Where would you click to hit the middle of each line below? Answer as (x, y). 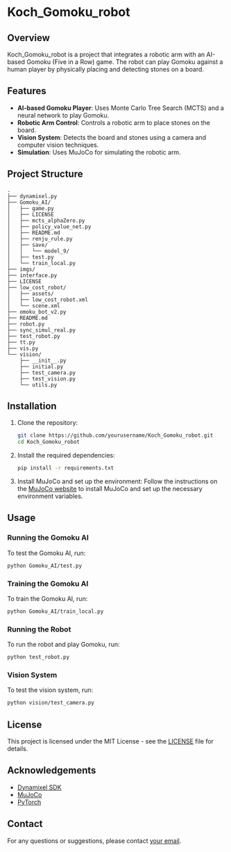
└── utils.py (38, 385)
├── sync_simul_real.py (42, 330)
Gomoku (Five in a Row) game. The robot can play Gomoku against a (125, 62)
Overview (29, 38)
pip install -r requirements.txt (66, 468)
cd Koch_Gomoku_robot (48, 442)
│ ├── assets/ (31, 294)
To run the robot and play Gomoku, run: (63, 645)
